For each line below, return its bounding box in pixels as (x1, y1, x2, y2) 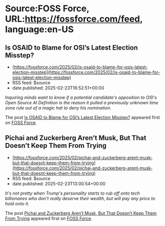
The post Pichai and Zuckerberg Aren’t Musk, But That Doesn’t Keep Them (5, 210, 157, 216)
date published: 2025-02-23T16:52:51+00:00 (12, 85, 104, 91)
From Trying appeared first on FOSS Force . (5, 215, 93, 221)
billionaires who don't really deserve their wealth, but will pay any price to (5, 195, 156, 201)
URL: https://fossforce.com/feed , (5, 13, 143, 25)
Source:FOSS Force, (5, 3, 90, 14)
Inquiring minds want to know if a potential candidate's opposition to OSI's (5, 94, 157, 100)
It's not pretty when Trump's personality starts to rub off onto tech (5, 190, 140, 196)
